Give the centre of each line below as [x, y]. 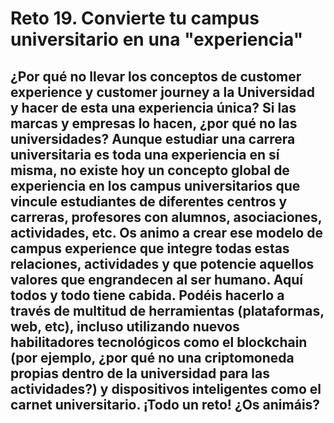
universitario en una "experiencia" [157, 39]
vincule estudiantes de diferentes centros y [149, 201]
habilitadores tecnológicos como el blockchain [159, 342]
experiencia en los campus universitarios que [155, 185]
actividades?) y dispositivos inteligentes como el [166, 388]
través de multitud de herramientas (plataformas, [167, 310]
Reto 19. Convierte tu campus [135, 18]
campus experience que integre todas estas [150, 248]
